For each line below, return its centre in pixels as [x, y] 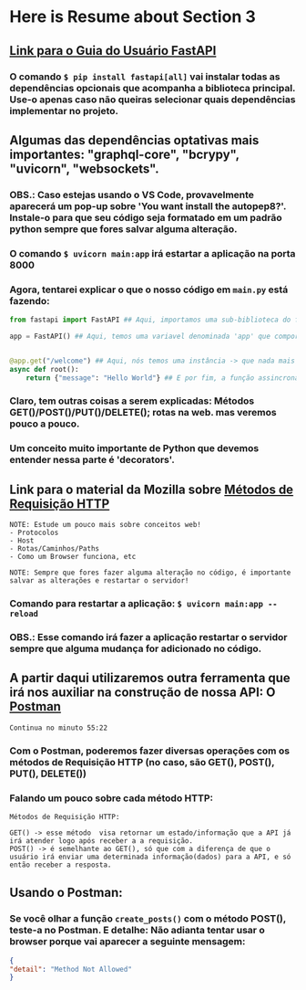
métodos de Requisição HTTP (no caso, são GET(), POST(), [142, 762]
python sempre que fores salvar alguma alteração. [123, 228]
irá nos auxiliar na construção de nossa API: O [143, 693]
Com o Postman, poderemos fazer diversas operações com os [149, 751]
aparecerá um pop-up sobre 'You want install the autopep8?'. [148, 205]
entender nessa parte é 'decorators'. [92, 460]
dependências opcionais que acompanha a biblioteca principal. [153, 88]
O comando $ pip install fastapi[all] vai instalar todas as [145, 77]
